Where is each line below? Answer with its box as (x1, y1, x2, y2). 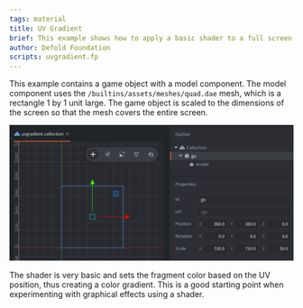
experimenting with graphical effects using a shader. (9, 289, 205, 300)
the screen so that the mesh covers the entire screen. (9, 107, 208, 118)
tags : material (9, 14, 67, 23)
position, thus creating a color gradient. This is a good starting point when (9, 279, 284, 290)
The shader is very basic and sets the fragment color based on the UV (9, 270, 271, 281)
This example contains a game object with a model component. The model (9, 78, 287, 89)
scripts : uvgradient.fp (9, 52, 99, 62)
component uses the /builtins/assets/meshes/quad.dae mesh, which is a (9, 88, 281, 99)
